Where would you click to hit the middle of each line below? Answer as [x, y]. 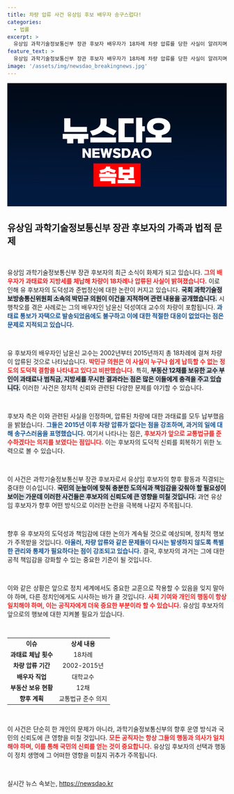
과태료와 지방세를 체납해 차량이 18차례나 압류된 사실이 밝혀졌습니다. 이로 [123, 281]
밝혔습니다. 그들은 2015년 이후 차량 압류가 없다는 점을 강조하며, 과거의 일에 [115, 425]
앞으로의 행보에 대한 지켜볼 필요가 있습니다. [66, 614]
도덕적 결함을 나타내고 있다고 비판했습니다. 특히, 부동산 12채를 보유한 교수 [119, 371]
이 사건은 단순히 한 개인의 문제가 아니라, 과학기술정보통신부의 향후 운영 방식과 [112, 729]
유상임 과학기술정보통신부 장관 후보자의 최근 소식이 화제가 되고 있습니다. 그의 [111, 272]
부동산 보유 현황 [32, 687]
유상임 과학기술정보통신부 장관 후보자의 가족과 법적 [110, 227]
